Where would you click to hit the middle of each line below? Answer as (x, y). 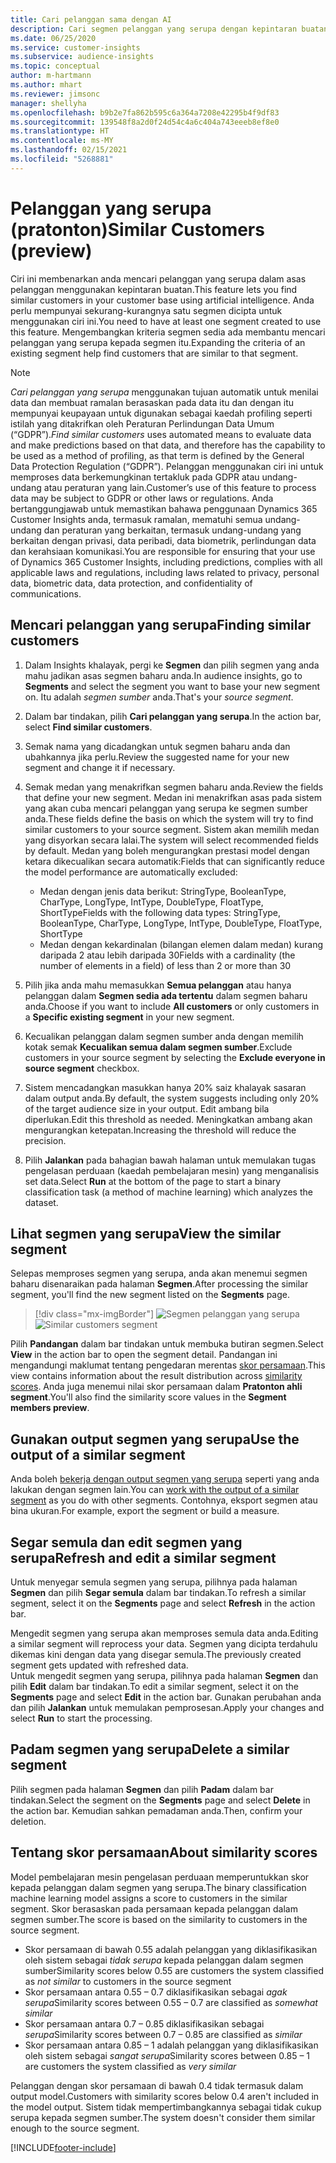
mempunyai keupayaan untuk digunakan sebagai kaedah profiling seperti (161, 413)
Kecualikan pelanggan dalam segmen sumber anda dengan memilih (164, 1036)
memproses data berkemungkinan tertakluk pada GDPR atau (135, 477)
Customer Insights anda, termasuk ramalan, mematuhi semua (136, 519)
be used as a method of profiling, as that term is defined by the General (157, 455)
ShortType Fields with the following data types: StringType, (160, 912)
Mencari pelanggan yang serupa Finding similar (161, 625)
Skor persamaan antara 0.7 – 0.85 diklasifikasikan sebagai (144, 2023)
